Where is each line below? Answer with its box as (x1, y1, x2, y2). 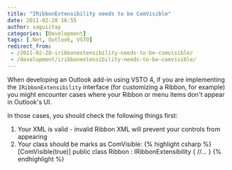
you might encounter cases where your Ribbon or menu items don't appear (7, 90, 225, 98)
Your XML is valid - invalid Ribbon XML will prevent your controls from (17, 124, 221, 133)
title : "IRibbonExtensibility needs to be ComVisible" (7, 10, 172, 18)
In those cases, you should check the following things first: (7, 111, 178, 119)
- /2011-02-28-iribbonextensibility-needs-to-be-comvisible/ (10, 50, 193, 57)
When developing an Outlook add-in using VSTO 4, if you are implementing (7, 75, 225, 84)
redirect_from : (7, 43, 52, 50)
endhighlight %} (17, 155, 65, 163)
